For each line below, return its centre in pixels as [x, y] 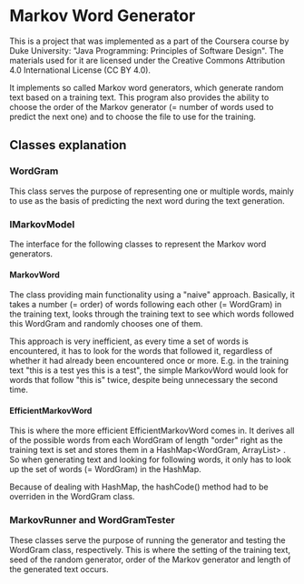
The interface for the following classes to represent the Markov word [138, 244]
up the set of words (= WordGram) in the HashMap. [105, 469]
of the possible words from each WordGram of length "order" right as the [146, 440]
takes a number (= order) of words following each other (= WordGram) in [146, 305]
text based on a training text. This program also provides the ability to [139, 97]
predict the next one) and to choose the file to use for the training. [132, 116]
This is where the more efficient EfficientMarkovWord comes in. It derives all [152, 431]
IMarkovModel [42, 224]
